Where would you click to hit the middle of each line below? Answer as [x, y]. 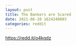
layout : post [19, 10]
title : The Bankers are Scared [38, 14]
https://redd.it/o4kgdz [28, 38]
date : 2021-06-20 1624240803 [36, 19]
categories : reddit [26, 24]
